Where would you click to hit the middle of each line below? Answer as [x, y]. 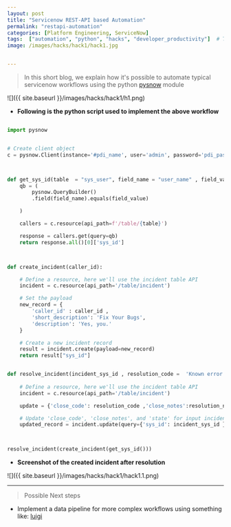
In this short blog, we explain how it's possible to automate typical [117, 77]
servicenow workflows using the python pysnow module [104, 84]
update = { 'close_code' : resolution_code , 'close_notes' [103, 406]
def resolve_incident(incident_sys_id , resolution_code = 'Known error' [117, 374]
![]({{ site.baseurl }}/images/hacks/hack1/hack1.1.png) [83, 476]
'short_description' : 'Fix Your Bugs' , [89, 317]
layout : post [26, 13]
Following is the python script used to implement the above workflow [118, 111]
